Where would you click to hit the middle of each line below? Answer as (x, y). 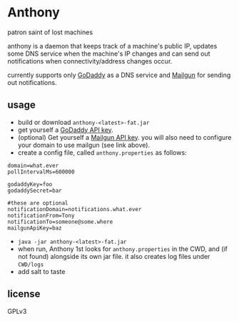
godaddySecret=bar (35, 190)
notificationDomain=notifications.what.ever (75, 209)
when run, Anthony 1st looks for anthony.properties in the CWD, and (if (123, 249)
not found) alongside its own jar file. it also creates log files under (114, 256)
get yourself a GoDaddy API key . (66, 130)
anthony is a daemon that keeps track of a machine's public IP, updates (112, 46)
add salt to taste (41, 271)
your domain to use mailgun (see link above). (84, 145)
